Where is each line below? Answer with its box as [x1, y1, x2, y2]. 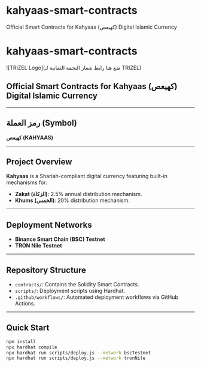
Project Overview [6, 157, 72, 167]
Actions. [14, 299, 36, 307]
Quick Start [6, 323, 50, 333]
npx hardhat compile [6, 344, 58, 350]
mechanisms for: [6, 179, 48, 186]
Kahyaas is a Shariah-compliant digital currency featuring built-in [6, 173, 167, 180]
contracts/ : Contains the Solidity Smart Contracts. [14, 280, 139, 288]
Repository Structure [6, 265, 87, 275]
